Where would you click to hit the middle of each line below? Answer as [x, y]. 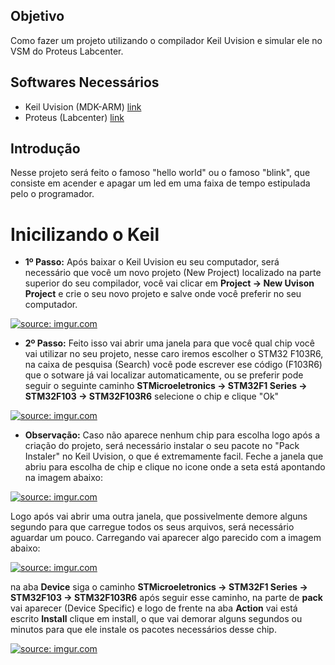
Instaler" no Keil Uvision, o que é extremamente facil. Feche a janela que [174, 456]
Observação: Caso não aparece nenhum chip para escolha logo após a [172, 435]
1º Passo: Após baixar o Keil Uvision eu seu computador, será [152, 262]
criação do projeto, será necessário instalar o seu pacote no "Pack [162, 446]
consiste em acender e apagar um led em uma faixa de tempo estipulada [160, 183]
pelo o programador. [52, 194]
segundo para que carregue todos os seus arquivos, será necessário [152, 527]
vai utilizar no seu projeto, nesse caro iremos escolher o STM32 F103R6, [174, 354]
